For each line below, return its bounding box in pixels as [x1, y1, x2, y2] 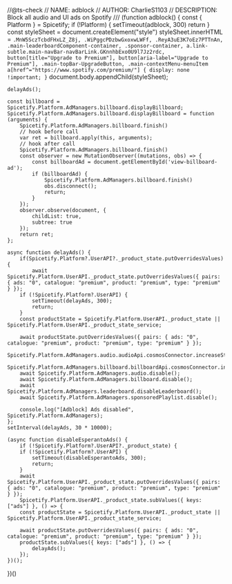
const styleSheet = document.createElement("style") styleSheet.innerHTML [7, 28, 223, 36]
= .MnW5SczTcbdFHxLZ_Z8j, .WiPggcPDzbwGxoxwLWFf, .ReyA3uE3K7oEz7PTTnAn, [7, 35, 223, 43]
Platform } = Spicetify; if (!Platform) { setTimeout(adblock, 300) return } [7, 21, 211, 28]
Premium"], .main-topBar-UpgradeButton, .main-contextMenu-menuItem [7, 61, 209, 68]
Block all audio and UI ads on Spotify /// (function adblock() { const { [7, 13, 202, 21]
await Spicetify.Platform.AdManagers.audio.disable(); [19, 370, 181, 377]
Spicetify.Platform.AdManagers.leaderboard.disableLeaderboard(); [7, 388, 202, 395]
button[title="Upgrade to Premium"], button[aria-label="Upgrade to [7, 55, 209, 61]
